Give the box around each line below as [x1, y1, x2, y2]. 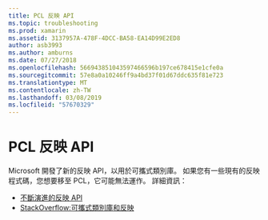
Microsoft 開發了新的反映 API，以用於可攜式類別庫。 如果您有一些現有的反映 [8, 166, 260, 176]
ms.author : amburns [8, 49, 74, 57]
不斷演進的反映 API [19, 193, 83, 202]
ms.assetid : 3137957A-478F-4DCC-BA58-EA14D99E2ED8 [8, 34, 181, 42]
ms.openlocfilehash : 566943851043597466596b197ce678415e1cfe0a [8, 64, 224, 72]
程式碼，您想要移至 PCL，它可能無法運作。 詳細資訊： [8, 176, 187, 186]
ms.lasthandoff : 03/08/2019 [8, 94, 102, 102]
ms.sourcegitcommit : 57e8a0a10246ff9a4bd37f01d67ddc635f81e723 [8, 71, 224, 79]
